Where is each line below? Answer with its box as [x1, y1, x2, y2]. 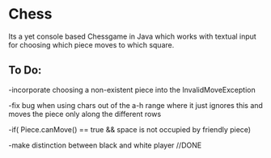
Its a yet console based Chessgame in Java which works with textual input [8, 31, 256, 41]
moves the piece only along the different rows [8, 109, 162, 118]
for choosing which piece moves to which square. [8, 39, 175, 49]
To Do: [8, 64, 42, 77]
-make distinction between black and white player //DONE [8, 140, 202, 150]
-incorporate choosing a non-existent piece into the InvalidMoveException [8, 85, 256, 94]
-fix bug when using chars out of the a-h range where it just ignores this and [8, 100, 263, 110]
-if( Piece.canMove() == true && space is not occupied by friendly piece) [8, 124, 252, 134]
